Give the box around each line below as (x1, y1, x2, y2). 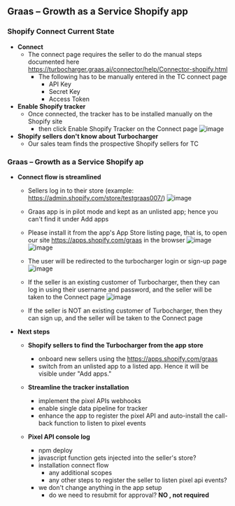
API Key (48, 80, 72, 88)
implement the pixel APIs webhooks (38, 396, 141, 405)
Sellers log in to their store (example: (27, 186, 134, 195)
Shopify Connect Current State (7, 27, 115, 36)
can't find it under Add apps (27, 214, 109, 223)
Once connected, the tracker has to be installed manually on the (27, 109, 213, 118)
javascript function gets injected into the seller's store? (38, 453, 197, 462)
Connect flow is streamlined (17, 172, 101, 181)
